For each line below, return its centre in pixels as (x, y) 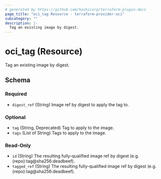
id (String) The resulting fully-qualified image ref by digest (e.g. (75, 156)
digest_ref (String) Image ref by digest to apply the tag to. (71, 104)
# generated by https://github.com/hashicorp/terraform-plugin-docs (76, 9)
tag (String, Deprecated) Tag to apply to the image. (63, 128)
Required (16, 94)
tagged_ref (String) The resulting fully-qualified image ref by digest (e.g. (84, 166)
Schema (18, 80)
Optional (15, 117)
